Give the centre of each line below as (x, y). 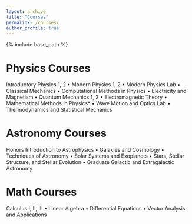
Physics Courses (48, 68)
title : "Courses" (27, 17)
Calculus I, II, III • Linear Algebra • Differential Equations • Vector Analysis (96, 209)
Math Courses (42, 192)
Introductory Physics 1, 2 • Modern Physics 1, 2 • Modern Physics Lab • (93, 85)
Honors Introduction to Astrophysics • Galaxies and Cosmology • (85, 150)
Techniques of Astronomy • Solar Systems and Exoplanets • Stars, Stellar (95, 156)
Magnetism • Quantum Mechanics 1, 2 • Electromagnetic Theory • (87, 97)
